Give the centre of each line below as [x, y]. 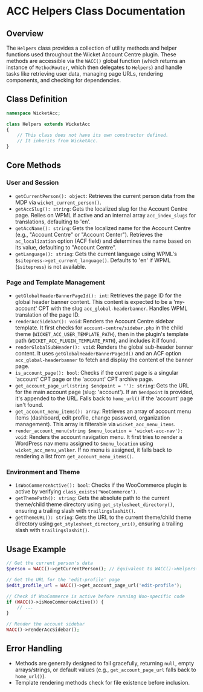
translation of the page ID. [47, 315]
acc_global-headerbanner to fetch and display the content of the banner [104, 360]
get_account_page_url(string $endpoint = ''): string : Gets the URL [102, 386]
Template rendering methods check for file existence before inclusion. [102, 682]
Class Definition [37, 99]
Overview [25, 34]
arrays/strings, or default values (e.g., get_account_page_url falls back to [105, 670]
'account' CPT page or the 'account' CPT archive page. [84, 379]
